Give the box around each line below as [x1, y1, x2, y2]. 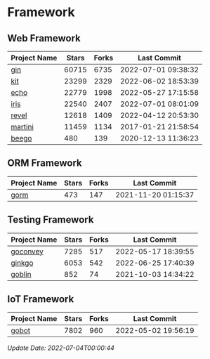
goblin [11, 269, 32, 279]
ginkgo [11, 258, 34, 268]
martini [11, 122, 34, 131]
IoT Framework [7, 293, 74, 306]
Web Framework [7, 32, 81, 44]
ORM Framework [7, 157, 82, 169]
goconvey [11, 247, 44, 256]
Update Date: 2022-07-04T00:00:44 [7, 344, 114, 352]
